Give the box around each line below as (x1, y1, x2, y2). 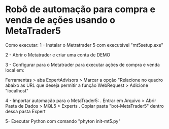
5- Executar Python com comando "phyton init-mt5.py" (5, 118, 121, 124)
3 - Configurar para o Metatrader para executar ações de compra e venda (5, 61, 160, 68)
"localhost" (5, 87, 29, 93)
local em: (5, 67, 24, 73)
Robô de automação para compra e (5, 4, 156, 15)
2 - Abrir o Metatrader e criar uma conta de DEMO (5, 52, 111, 58)
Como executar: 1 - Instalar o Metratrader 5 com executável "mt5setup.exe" (5, 42, 163, 48)
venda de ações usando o (5, 14, 116, 26)
